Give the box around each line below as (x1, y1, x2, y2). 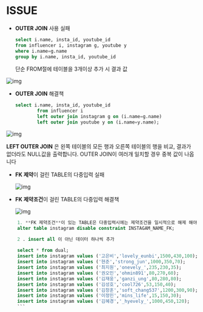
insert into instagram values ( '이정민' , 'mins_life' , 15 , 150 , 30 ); (17, 293, 182, 299)
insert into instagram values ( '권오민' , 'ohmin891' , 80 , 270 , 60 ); (17, 270, 179, 276)
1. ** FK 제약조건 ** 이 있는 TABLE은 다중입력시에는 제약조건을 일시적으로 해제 (17, 220, 187, 226)
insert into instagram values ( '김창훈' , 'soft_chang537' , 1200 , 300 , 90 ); (17, 287, 198, 293)
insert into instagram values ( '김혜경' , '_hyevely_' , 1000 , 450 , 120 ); (17, 299, 190, 305)
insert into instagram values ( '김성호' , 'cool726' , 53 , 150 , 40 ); (17, 281, 177, 288)
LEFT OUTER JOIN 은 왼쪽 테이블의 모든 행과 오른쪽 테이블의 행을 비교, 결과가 (6, 142, 191, 150)
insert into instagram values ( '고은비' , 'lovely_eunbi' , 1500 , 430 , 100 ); (17, 253, 198, 259)
